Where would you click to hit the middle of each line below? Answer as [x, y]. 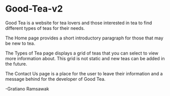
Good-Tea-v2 [34, 9]
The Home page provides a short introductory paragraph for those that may [84, 38]
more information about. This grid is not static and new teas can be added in [85, 58]
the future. [16, 64]
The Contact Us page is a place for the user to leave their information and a [84, 73]
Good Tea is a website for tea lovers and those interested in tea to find [79, 23]
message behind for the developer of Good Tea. [55, 79]
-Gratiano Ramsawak [27, 88]
